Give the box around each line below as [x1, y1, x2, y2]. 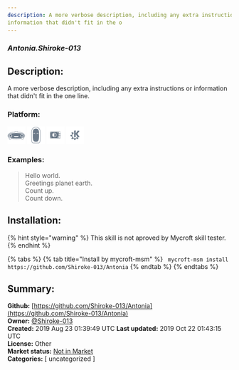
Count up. [24, 186, 55, 195]
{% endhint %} [7, 240, 51, 249]
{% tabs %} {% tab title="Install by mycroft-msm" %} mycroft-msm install [7, 255, 229, 263]
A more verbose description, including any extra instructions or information [7, 84, 228, 92]
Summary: [7, 283, 55, 295]
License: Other [7, 339, 52, 348]
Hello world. [24, 171, 60, 179]
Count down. [24, 194, 63, 202]
